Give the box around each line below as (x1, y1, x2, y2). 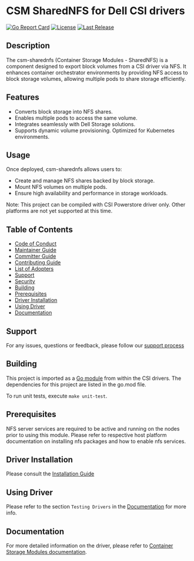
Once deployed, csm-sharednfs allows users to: (6, 166, 122, 173)
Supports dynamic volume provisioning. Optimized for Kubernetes (14, 127, 175, 134)
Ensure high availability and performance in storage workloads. (14, 190, 168, 197)
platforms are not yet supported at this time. (6, 208, 113, 215)
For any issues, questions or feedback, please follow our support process (6, 342, 185, 349)
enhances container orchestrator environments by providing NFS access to (6, 69, 188, 76)
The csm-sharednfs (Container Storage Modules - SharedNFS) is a (6, 56, 168, 63)
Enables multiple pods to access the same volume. (14, 114, 138, 122)
